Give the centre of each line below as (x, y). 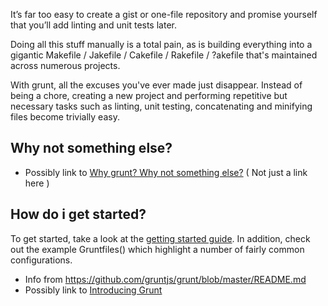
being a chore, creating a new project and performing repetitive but (149, 95)
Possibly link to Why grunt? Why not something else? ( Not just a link (166, 172)
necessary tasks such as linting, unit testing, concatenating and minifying (161, 106)
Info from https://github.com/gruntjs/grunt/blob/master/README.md (165, 279)
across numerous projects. (65, 65)
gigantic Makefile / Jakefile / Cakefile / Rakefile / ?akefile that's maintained (164, 55)
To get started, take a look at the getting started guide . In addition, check (160, 238)
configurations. (41, 260)
